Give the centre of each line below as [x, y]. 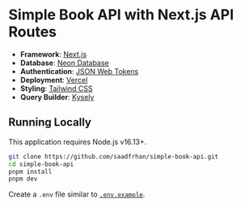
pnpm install [30, 172]
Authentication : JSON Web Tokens [79, 71]
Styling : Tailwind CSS [56, 88]
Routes [32, 32]
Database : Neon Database [64, 63]
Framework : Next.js [53, 54]
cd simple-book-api [41, 164]
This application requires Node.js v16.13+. [78, 142]
